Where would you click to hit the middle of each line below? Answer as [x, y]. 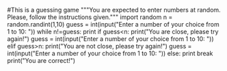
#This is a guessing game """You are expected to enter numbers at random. [114, 10]
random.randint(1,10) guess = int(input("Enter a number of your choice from [113, 24]
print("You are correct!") [41, 60]
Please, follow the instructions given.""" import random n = [90, 17]
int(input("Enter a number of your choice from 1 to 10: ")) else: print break [110, 53]
